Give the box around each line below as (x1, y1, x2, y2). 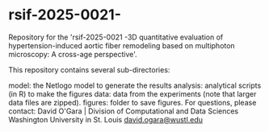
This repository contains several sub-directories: (8, 64, 170, 74)
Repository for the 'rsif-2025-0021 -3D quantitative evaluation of (8, 32, 224, 42)
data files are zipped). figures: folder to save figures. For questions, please (8, 97, 257, 107)
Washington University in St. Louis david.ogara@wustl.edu (8, 114, 204, 124)
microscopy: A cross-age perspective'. (8, 49, 137, 59)
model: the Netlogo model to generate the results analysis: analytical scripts (8, 80, 262, 90)
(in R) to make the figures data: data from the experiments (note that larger (8, 89, 257, 98)
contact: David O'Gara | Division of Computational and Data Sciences (8, 106, 239, 116)
